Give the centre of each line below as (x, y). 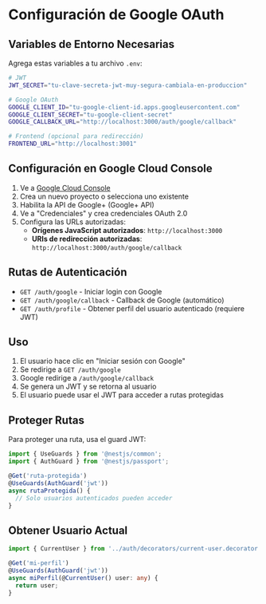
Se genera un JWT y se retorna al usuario (88, 387)
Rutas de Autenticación (68, 272)
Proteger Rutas (47, 420)
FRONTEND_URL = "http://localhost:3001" (72, 144)
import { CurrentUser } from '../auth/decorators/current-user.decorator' (135, 549)
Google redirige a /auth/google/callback (86, 378)
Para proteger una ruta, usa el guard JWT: (77, 440)
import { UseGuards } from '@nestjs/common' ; (85, 454)
